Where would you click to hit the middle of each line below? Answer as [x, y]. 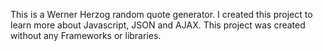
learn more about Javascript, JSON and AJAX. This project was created [158, 25]
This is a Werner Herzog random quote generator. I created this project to [161, 14]
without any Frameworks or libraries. [86, 35]
